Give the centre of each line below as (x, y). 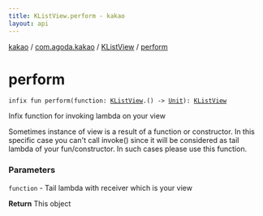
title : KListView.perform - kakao (67, 16)
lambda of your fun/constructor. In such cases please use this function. (128, 149)
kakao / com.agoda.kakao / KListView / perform (88, 46)
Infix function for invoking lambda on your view (87, 116)
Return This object (40, 203)
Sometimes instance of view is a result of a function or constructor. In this (132, 132)
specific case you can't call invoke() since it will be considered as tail (124, 140)
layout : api (28, 24)
